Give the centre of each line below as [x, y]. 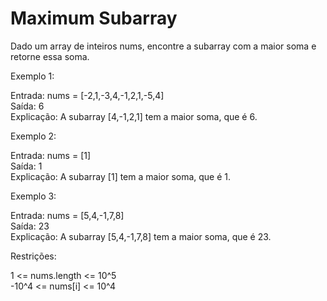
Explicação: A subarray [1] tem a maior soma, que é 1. [121, 176]
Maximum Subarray [94, 18]
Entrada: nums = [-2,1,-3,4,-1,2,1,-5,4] [87, 95]
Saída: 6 [27, 106]
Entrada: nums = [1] [51, 155]
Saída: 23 [30, 226]
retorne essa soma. [50, 56]
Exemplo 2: [33, 136]
